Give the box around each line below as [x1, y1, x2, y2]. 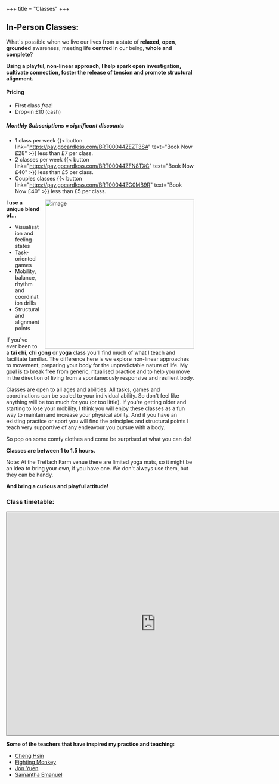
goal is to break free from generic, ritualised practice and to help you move [6, 368, 190, 375]
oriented [14, 255, 36, 262]
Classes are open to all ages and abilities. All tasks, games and [6, 386, 160, 393]
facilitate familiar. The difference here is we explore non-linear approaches [6, 355, 190, 362]
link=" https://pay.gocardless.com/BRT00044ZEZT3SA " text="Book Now [14, 143, 193, 150]
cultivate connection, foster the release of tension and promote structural [6, 69, 193, 76]
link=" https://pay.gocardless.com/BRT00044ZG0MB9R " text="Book [14, 181, 182, 188]
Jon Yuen [14, 765, 39, 772]
